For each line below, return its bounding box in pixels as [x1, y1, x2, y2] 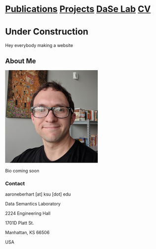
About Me [5, 57, 36, 65]
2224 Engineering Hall [5, 210, 51, 216]
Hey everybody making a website [5, 42, 73, 48]
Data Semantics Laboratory [5, 201, 61, 207]
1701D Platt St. [5, 220, 34, 226]
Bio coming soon [5, 167, 39, 173]
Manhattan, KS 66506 [5, 230, 50, 236]
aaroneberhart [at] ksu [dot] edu [5, 191, 71, 197]
